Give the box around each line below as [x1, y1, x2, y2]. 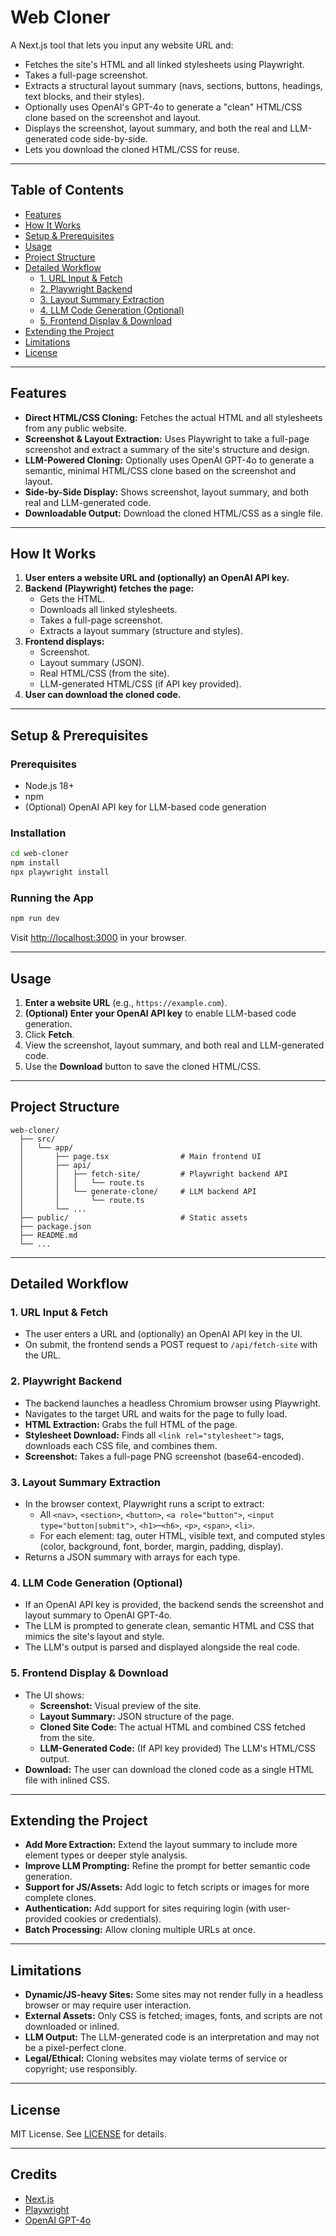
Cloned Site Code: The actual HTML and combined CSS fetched [39, 1721, 306, 1733]
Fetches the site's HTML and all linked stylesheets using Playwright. [24, 58, 305, 70]
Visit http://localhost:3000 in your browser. [10, 932, 187, 944]
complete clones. [24, 1892, 97, 1904]
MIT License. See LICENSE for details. [10, 2128, 167, 2140]
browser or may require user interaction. [24, 1999, 192, 2011]
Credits [10, 2166, 58, 2183]
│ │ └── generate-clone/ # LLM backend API [19, 1186, 257, 1196]
